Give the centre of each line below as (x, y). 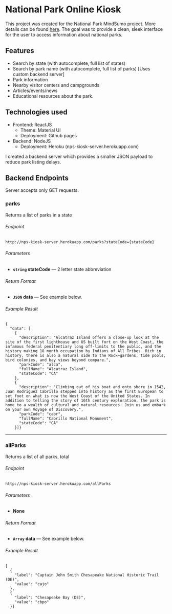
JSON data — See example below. (47, 297)
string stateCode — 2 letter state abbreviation (62, 269)
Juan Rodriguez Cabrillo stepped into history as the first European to (84, 392)
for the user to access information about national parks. (64, 34)
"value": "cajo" (32, 584)
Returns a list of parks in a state (39, 215)
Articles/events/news (35, 91)
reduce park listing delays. (33, 162)
